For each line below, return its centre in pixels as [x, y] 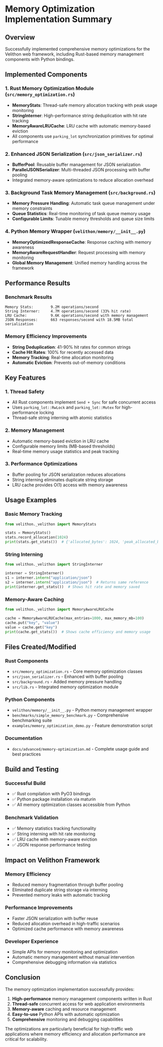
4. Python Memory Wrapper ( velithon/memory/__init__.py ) [75, 231]
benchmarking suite [32, 720]
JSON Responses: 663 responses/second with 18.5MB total [69, 320]
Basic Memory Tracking [34, 514]
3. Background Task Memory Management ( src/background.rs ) [80, 192]
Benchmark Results [29, 297]
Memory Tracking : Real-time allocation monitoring [63, 357]
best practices [26, 754]
